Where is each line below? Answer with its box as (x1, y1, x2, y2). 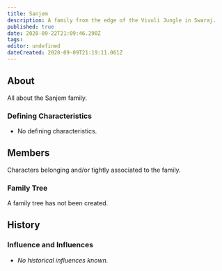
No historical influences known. (17, 256, 109, 264)
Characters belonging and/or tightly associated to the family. (7, 166, 181, 174)
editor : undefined (7, 43, 61, 50)
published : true (7, 23, 54, 30)
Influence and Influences (7, 240, 94, 250)
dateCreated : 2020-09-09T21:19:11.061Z (7, 50, 123, 57)
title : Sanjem (7, 10, 49, 17)
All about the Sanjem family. (7, 94, 88, 102)
